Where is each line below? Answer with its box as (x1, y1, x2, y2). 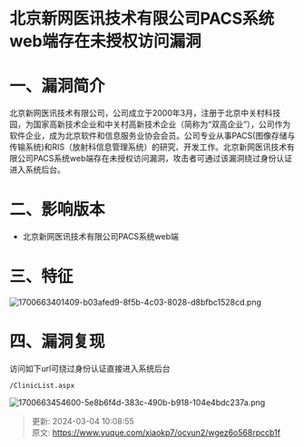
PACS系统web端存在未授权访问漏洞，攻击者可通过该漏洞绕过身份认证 (33, 153, 293, 164)
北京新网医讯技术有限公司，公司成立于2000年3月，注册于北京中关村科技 (9, 108, 281, 119)
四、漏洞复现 (9, 332, 106, 352)
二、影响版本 (9, 199, 106, 220)
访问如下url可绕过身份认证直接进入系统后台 (9, 363, 171, 374)
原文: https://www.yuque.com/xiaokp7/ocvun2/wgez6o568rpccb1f (31, 427, 281, 438)
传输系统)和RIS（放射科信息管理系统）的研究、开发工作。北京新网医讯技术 (9, 141, 288, 152)
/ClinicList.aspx (9, 381, 75, 390)
